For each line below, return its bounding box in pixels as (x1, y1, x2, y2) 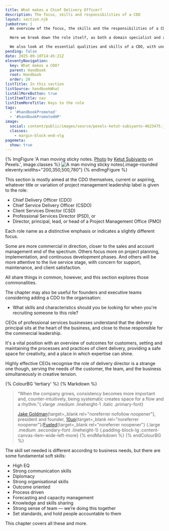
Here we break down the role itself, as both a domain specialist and (10, 35, 161, 40)
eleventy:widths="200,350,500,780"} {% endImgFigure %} (5, 167, 128, 173)
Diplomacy (12, 473, 35, 479)
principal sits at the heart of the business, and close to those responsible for (5, 325, 163, 331)
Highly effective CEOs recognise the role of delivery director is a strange (5, 361, 156, 367)
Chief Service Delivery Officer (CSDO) (12, 202, 92, 209)
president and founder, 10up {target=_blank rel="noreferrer (17, 416, 139, 422)
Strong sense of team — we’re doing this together (12, 505, 116, 511)
